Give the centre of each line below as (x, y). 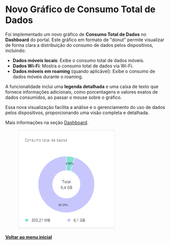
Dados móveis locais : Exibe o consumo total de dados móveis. (78, 60)
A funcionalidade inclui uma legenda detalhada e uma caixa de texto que (82, 86)
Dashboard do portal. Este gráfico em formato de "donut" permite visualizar (85, 40)
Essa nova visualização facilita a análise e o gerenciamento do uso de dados (85, 107)
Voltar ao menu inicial (29, 237)
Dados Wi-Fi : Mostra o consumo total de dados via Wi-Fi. (73, 66)
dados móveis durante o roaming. (48, 76)
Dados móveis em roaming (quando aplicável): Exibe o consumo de (84, 71)
